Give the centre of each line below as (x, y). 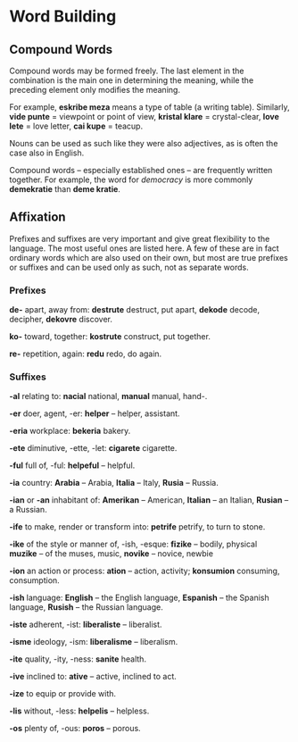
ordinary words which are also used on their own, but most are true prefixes (149, 257)
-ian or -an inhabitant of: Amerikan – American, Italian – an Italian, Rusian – (149, 500)
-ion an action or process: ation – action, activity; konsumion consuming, (145, 571)
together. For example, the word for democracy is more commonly (131, 179)
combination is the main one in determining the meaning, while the (132, 80)
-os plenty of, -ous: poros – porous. (75, 729)
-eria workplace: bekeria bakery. (70, 431)
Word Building (63, 17)
